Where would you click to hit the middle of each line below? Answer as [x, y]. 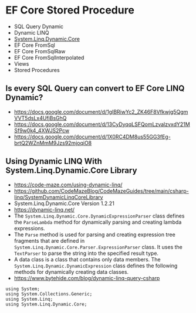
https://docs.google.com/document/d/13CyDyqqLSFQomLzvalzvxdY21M [102, 124]
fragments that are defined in [49, 240]
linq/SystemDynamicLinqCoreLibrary [58, 197]
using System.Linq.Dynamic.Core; [46, 304]
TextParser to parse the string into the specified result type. [86, 253]
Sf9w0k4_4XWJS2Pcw [42, 130]
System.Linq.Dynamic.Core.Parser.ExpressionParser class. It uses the [98, 247]
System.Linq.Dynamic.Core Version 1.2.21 [64, 203]
